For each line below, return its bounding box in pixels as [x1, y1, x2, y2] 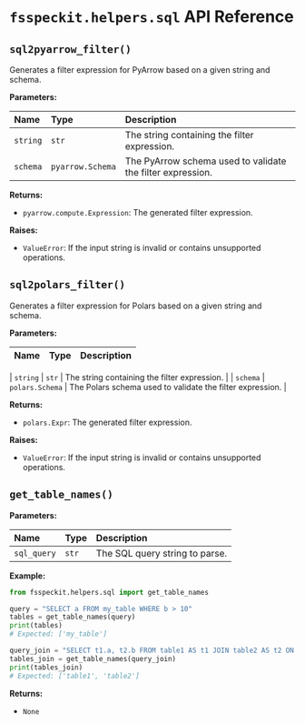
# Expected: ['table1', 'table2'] [9, 671, 141, 680]
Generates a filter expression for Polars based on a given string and [9, 300, 262, 311]
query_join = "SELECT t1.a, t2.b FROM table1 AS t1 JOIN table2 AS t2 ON [9, 646, 295, 655]
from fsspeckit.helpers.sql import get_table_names [9, 588, 209, 597]
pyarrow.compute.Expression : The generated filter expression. [22, 207, 253, 217]
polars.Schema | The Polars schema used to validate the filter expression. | [9, 381, 288, 392]
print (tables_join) [9, 662, 84, 672]
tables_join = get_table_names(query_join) [9, 654, 177, 663]
